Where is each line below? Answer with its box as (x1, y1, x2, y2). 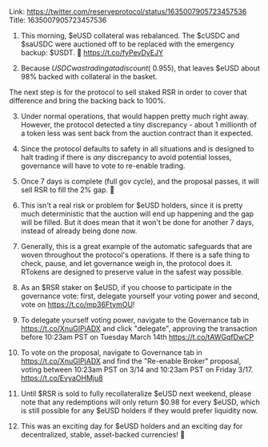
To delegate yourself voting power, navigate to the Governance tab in (20, 316, 250, 324)
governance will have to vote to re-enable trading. (20, 161, 186, 171)
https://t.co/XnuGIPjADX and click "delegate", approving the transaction (20, 324, 258, 333)
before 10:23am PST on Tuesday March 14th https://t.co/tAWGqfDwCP (20, 332, 254, 341)
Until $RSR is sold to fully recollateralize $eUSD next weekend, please (20, 389, 252, 398)
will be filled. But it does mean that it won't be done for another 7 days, (20, 218, 254, 227)
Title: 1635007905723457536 (9, 15, 107, 25)
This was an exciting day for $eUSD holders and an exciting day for (20, 421, 243, 431)
